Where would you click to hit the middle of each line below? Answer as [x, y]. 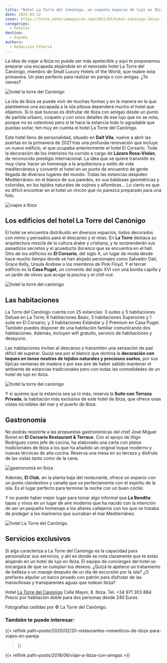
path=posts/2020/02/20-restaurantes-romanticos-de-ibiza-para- [94, 631]
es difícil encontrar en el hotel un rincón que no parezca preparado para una [83, 190]
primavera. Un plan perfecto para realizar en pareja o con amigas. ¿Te [77, 77]
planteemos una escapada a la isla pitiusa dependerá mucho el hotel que [80, 106]
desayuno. [16, 338]
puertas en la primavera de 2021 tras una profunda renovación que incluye [82, 143]
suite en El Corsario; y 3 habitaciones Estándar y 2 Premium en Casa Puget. [83, 323]
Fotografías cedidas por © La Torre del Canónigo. [56, 607]
